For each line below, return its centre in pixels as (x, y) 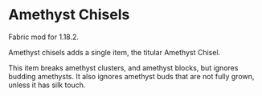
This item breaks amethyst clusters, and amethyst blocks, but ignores (123, 68)
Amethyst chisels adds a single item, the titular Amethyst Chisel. (115, 52)
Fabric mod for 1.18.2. (43, 37)
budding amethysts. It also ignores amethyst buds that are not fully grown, (131, 76)
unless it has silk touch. (47, 85)
